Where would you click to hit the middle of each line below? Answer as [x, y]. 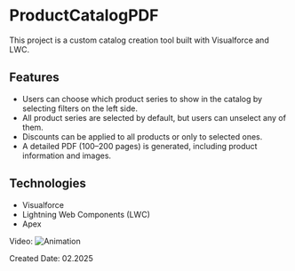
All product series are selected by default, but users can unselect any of [154, 117]
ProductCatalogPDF [84, 16]
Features [34, 78]
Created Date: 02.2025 [51, 258]
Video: [21, 241]
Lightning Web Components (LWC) [86, 214]
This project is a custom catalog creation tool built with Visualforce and [139, 40]
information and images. [67, 155]
